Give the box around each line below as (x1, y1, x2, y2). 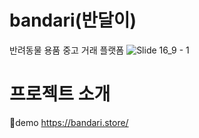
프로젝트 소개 (9, 83, 111, 106)
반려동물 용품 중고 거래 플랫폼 (9, 44, 125, 56)
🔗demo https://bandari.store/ (9, 116, 129, 128)
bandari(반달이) (9, 9, 137, 32)
